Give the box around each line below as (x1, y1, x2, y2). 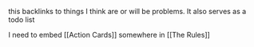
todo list (8, 15, 35, 24)
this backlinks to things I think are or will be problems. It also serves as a (8, 7, 247, 16)
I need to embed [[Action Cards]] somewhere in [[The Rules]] (8, 31, 210, 39)
